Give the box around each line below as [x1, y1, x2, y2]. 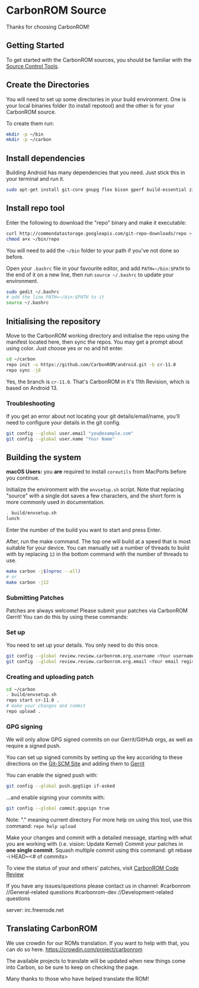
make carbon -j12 [6, 579, 49, 586]
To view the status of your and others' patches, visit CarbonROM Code [6, 864, 179, 871]
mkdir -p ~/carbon [6, 137, 52, 143]
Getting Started [6, 40, 65, 51]
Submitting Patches [6, 593, 64, 602]
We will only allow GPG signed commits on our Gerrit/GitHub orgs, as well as [6, 736, 193, 743]
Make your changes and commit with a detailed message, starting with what [6, 833, 192, 841]
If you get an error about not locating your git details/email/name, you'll [6, 413, 180, 420]
